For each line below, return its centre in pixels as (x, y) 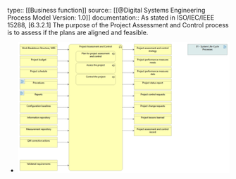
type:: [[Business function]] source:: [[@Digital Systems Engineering (106, 10)
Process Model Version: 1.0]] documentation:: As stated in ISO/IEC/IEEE (111, 18)
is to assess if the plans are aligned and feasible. (78, 32)
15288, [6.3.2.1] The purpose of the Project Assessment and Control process (118, 25)
